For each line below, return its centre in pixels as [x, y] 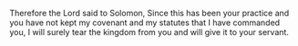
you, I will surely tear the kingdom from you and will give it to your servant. [149, 32]
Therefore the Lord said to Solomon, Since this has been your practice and [149, 13]
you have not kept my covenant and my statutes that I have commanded [145, 23]
